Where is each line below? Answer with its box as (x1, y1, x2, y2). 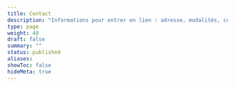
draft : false (7, 36, 45, 43)
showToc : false (7, 62, 52, 69)
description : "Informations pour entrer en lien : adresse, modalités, (7, 17, 220, 24)
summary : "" (7, 42, 42, 49)
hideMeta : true (7, 68, 52, 75)
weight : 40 (7, 29, 39, 37)
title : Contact (7, 10, 52, 17)
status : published (7, 49, 61, 56)
